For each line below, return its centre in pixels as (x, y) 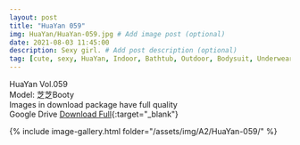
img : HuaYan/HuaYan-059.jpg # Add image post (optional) (117, 34)
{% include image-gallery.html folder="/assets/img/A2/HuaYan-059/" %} (143, 131)
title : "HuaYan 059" (48, 26)
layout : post (33, 17)
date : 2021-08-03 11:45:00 (59, 42)
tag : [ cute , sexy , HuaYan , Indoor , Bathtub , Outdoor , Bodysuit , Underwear (151, 59)
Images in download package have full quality (94, 105)
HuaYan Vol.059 (39, 84)
